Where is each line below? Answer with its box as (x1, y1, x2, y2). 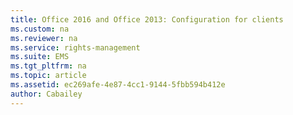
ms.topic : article (10, 71, 87, 81)
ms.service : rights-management (10, 42, 141, 53)
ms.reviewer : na (10, 33, 78, 43)
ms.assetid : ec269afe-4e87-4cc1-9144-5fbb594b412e (10, 80, 226, 90)
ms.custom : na (10, 24, 70, 34)
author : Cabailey (10, 89, 83, 99)
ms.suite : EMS (10, 52, 70, 62)
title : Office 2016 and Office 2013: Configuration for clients (10, 14, 284, 25)
